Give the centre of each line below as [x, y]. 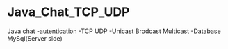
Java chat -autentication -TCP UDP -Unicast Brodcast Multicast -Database [114, 31]
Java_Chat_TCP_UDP [68, 12]
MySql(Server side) [35, 38]
